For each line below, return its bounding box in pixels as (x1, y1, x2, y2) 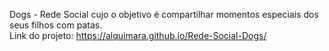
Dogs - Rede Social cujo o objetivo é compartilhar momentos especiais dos (9, 9, 319, 20)
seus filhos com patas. (9, 19, 103, 31)
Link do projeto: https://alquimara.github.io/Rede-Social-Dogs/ (9, 30, 267, 41)
